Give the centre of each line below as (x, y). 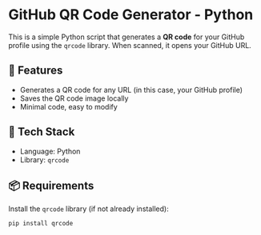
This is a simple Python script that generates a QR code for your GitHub (126, 37)
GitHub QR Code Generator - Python (131, 15)
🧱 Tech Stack (42, 132)
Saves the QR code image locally (74, 98)
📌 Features (36, 71)
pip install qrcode (41, 224)
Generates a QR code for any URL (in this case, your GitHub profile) (131, 90)
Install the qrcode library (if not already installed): (89, 209)
